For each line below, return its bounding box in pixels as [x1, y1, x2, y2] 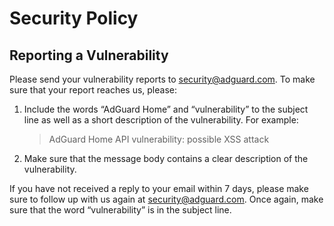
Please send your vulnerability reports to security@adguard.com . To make [9, 73, 316, 85]
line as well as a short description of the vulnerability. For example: [23, 114, 299, 126]
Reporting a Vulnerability [9, 47, 169, 64]
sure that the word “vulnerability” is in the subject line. [9, 204, 232, 216]
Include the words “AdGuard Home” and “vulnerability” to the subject [23, 103, 309, 115]
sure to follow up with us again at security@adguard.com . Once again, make [9, 193, 324, 205]
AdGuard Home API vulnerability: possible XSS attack [48, 133, 270, 145]
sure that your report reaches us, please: [9, 84, 178, 96]
